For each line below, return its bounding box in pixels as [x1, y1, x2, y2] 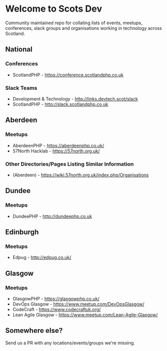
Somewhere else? [5, 326, 63, 335]
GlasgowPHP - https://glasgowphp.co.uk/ [12, 295, 100, 302]
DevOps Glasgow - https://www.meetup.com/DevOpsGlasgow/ [12, 301, 145, 307]
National [5, 45, 33, 54]
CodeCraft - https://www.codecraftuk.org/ [12, 306, 101, 312]
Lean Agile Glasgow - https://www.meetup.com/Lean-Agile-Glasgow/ [12, 312, 158, 318]
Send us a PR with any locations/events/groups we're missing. [5, 339, 135, 346]
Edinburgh [5, 228, 39, 236]
